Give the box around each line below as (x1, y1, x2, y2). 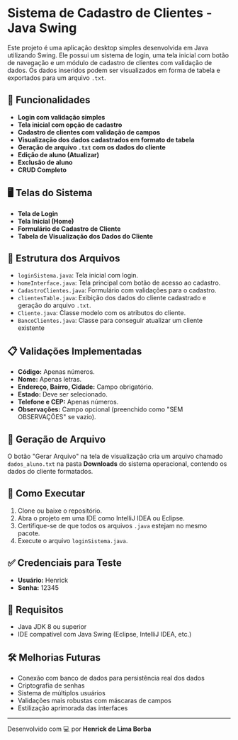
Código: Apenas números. (17, 368, 96, 376)
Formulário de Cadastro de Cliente (17, 224, 121, 233)
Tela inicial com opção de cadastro (17, 120, 123, 129)
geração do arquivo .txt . (17, 301, 91, 309)
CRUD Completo (17, 165, 67, 174)
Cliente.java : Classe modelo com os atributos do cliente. (17, 309, 186, 317)
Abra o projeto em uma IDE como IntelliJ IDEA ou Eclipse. (17, 513, 186, 522)
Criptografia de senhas (17, 681, 85, 690)
